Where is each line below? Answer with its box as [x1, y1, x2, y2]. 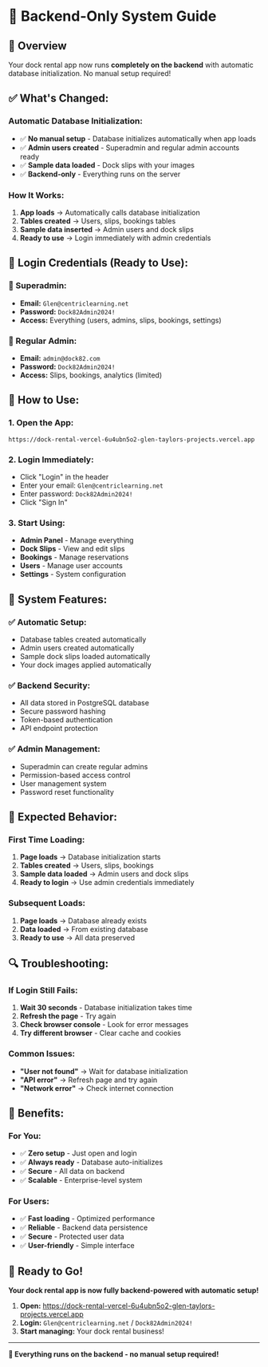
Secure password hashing [19, 706, 106, 717]
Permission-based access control [19, 770, 131, 780]
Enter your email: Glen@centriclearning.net [19, 480, 164, 490]
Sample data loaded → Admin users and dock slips [19, 869, 189, 879]
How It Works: [8, 189, 65, 200]
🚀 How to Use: [8, 393, 80, 407]
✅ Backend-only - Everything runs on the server [19, 169, 181, 179]
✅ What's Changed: [8, 92, 109, 105]
